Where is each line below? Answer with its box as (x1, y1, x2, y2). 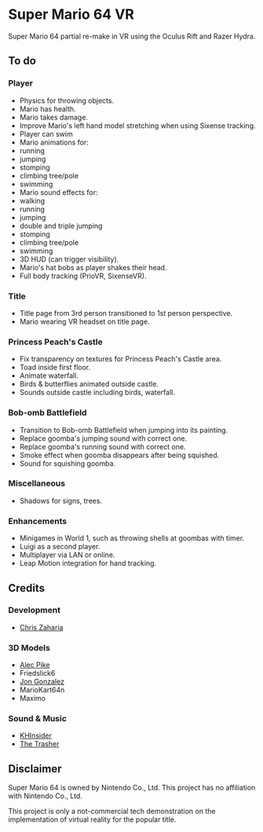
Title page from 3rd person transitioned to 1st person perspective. (19, 308, 233, 317)
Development (8, 605, 61, 616)
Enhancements (8, 515, 68, 526)
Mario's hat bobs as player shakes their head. (19, 262, 167, 272)
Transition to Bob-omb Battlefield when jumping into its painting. (19, 425, 228, 434)
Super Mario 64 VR (8, 5, 135, 24)
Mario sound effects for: (19, 187, 98, 197)
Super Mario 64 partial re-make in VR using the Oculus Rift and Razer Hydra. (8, 31, 256, 41)
